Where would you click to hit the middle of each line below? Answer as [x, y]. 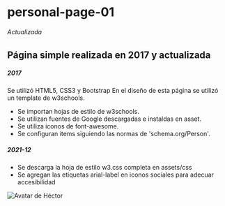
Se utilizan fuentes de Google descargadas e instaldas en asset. [109, 119]
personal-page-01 [61, 12]
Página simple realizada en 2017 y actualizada [109, 56]
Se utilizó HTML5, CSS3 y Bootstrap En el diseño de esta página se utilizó [113, 91]
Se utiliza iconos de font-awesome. [68, 126]
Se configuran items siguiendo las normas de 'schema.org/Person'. [114, 134]
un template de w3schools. [46, 98]
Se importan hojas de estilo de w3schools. [78, 112]
